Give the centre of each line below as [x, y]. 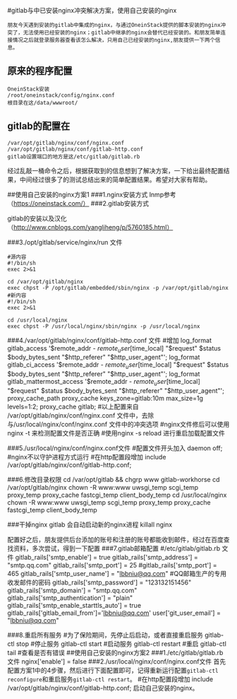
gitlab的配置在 [39, 126]
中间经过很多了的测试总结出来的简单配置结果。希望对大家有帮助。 [115, 180]
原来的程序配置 [40, 71]
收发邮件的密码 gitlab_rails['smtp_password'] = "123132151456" [99, 582]
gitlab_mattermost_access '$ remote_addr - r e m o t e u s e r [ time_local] [104, 382]
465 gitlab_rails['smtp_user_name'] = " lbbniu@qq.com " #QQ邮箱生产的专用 [117, 574]
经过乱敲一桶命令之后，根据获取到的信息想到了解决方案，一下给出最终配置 [115, 170]
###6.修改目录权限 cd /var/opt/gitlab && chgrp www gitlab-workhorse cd [114, 480]
